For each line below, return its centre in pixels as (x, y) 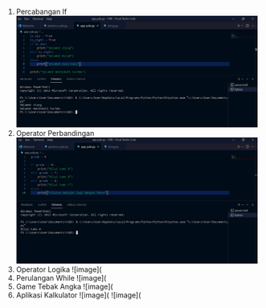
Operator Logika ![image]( (59, 269)
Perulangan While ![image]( (61, 278)
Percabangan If (41, 12)
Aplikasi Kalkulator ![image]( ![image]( (78, 295)
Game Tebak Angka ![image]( (65, 287)
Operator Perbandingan (55, 133)
